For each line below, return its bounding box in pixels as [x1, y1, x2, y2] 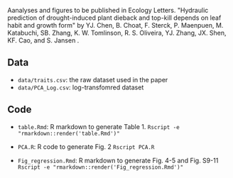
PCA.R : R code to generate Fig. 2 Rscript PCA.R [17, 142, 155, 151]
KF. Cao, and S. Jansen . [7, 36, 80, 45]
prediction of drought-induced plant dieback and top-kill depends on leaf [7, 13, 222, 22]
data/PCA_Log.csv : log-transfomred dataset [17, 83, 144, 91]
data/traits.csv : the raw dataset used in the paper [17, 75, 168, 84]
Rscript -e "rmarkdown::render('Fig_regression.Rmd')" [17, 163, 184, 171]
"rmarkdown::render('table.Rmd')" [17, 130, 120, 137]
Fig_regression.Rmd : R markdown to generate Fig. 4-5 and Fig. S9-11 [17, 156, 219, 165]
